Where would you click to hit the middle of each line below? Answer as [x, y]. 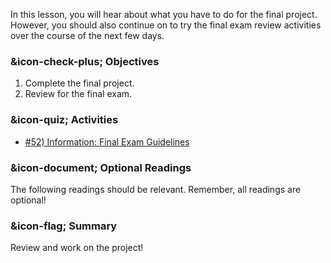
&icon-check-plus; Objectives [85, 61]
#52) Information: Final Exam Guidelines [107, 141]
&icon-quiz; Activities [64, 120]
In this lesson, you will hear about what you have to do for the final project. [164, 14]
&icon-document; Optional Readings [101, 167]
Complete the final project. [79, 83]
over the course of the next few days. [87, 35]
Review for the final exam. [78, 94]
